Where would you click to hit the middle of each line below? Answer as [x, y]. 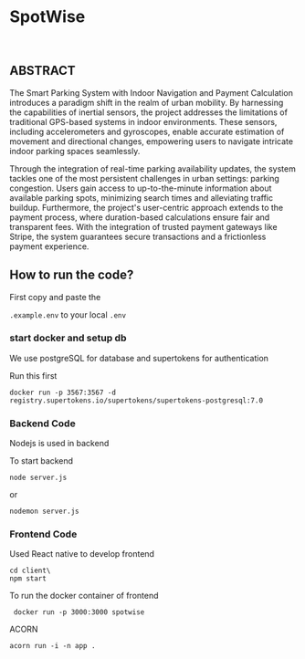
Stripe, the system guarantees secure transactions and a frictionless [138, 236]
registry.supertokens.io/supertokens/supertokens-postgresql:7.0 [136, 400]
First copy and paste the [55, 297]
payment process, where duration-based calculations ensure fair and [140, 217]
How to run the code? [72, 275]
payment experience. [49, 246]
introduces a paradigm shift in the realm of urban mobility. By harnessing [147, 102]
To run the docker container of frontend [84, 596]
